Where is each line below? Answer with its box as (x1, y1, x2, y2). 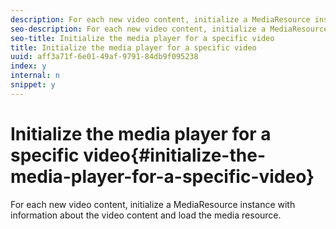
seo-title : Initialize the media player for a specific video (10, 33, 275, 43)
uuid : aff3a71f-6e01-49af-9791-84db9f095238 (10, 52, 199, 62)
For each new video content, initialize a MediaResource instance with (10, 198, 296, 210)
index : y (10, 61, 47, 71)
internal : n (10, 71, 60, 81)
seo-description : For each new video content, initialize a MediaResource (10, 24, 329, 34)
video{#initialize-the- (83, 144, 266, 166)
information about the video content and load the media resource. (10, 209, 282, 221)
